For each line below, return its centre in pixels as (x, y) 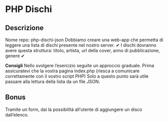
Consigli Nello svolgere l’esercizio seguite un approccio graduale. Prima (80, 66)
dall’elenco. (17, 114)
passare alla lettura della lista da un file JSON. (53, 82)
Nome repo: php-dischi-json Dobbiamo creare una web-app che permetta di (84, 40)
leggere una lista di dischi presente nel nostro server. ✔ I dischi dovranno (81, 45)
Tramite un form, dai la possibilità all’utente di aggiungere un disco (74, 109)
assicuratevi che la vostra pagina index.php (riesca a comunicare (72, 71)
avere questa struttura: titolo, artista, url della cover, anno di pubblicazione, (83, 50)
